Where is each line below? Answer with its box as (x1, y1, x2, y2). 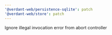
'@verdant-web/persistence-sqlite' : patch (4, 7, 93, 12)
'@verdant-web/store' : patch (4, 12, 64, 16)
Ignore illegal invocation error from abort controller (4, 24, 108, 30)
